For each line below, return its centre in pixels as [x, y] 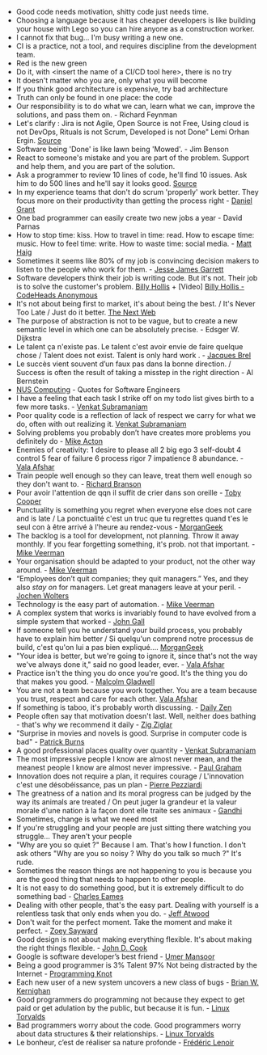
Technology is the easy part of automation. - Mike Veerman [115, 604]
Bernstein [32, 381]
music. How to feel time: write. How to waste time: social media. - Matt [134, 243]
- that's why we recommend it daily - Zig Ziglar [94, 724]
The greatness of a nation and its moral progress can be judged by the [133, 793]
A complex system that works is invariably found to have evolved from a [136, 613]
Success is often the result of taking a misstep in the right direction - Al [134, 372]
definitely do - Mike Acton [59, 441]
